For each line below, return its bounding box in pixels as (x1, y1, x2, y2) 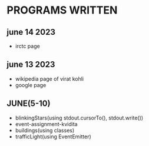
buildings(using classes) (15, 127, 75, 134)
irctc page (15, 42, 40, 49)
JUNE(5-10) (6, 98, 51, 109)
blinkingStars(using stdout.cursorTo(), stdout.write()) (15, 114, 144, 121)
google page (15, 81, 47, 88)
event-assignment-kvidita (15, 120, 78, 127)
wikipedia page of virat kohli (15, 75, 84, 82)
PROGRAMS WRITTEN (6, 4, 118, 17)
